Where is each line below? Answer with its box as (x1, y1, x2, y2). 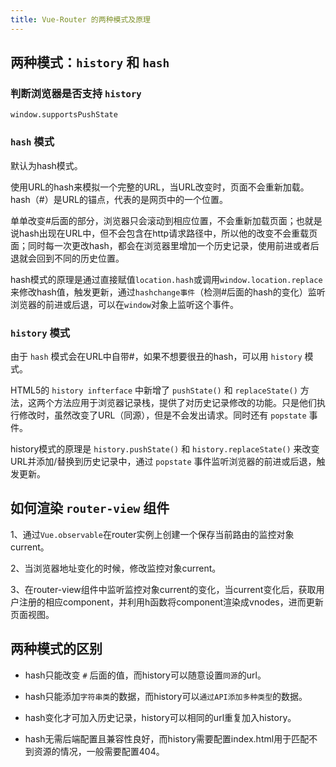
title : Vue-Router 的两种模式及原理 (10, 14, 151, 25)
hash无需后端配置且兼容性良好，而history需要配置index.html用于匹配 (24, 732, 310, 745)
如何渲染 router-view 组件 (10, 500, 170, 517)
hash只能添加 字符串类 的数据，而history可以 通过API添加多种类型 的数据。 (24, 690, 308, 702)
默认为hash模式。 (10, 159, 83, 171)
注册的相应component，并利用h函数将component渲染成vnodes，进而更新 (18, 596, 324, 608)
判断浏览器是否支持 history (10, 86, 142, 100)
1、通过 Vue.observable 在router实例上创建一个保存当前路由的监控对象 (10, 528, 295, 540)
